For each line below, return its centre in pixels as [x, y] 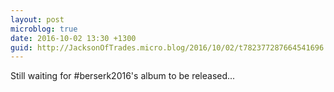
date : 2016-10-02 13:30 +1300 [73, 38]
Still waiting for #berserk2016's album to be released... [123, 76]
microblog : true [44, 29]
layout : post [37, 19]
